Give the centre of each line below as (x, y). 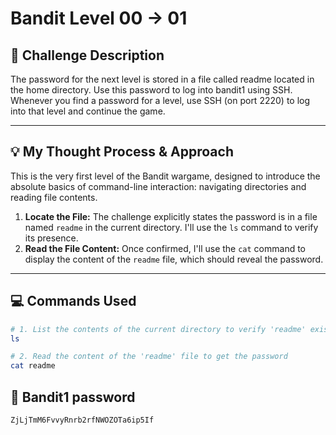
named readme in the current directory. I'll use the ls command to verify (171, 227)
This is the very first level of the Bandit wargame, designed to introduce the (165, 176)
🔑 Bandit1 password (73, 397)
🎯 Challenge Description (87, 55)
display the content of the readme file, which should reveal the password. (174, 259)
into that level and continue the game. (88, 111)
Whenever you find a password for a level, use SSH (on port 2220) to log (160, 100)
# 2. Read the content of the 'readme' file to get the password (149, 357)
